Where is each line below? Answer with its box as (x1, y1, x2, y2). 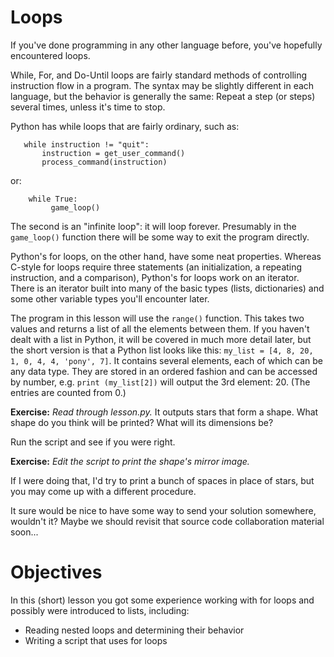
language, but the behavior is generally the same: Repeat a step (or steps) (10, 90, 316, 102)
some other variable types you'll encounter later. (10, 292, 210, 305)
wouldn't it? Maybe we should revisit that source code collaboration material (10, 515, 325, 527)
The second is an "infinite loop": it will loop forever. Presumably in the (10, 220, 297, 232)
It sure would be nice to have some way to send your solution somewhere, (10, 504, 317, 516)
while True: (28, 194, 78, 204)
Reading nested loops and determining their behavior (24, 624, 245, 636)
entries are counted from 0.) (10, 386, 127, 398)
